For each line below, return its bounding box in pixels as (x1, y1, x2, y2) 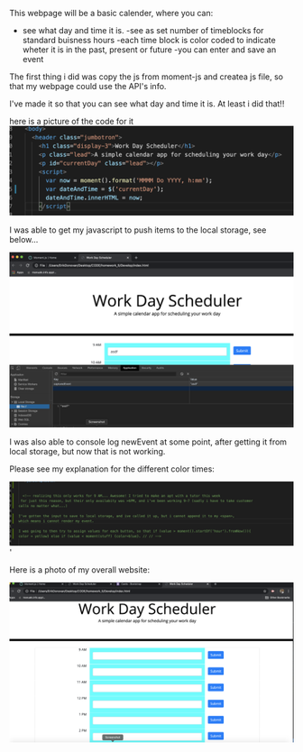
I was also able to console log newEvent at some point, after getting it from (9, 436, 287, 447)
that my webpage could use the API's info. (9, 81, 167, 91)
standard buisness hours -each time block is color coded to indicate (22, 35, 277, 45)
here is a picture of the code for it (9, 116, 133, 126)
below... (9, 234, 39, 245)
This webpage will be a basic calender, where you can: (9, 8, 214, 18)
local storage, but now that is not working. (9, 446, 166, 457)
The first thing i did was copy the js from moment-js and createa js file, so (9, 71, 284, 82)
